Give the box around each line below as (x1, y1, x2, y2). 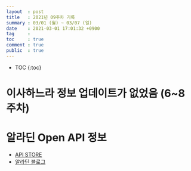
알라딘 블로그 (14, 158, 46, 165)
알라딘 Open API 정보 (6, 131, 107, 145)
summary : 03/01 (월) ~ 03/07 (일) (6, 20, 93, 26)
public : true (6, 48, 44, 54)
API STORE (14, 151, 42, 158)
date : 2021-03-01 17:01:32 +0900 (6, 25, 100, 32)
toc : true (6, 36, 44, 42)
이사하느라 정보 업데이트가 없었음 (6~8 (6, 86, 185, 100)
